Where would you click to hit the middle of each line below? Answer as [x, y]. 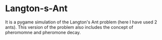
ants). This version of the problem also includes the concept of [69, 27]
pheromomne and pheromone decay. [43, 32]
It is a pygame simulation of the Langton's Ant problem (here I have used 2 [81, 22]
